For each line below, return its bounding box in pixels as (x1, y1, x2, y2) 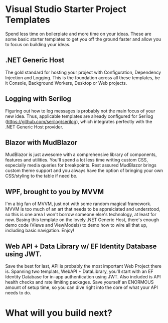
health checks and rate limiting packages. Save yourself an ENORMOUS (5, 279, 154, 285)
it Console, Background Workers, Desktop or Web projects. (5, 80, 127, 86)
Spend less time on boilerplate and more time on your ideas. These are (5, 31, 151, 37)
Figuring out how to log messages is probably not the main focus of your (5, 108, 155, 114)
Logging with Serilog (5, 94, 72, 103)
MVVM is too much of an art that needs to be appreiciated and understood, (5, 206, 160, 212)
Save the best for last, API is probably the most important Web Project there (5, 263, 162, 269)
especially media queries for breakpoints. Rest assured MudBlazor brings (5, 162, 157, 169)
